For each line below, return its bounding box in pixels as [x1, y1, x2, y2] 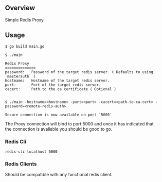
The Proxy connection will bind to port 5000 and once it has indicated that [5, 121, 154, 126]
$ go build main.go [5, 44, 45, 49]
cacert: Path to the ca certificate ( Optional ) [5, 86, 117, 92]
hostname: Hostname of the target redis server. [5, 78, 110, 83]
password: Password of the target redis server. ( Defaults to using [5, 69, 153, 75]
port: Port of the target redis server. [5, 82, 101, 87]
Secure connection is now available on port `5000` [5, 112, 112, 117]
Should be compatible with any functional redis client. [5, 172, 113, 178]
